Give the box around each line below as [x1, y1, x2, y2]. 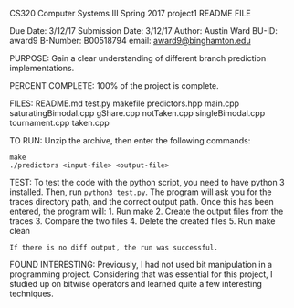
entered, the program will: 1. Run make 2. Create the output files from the [9, 206, 284, 217]
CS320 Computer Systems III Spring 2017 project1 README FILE [9, 8, 251, 18]
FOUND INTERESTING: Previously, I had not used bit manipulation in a [9, 260, 272, 270]
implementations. [9, 63, 75, 73]
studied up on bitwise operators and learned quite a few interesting [9, 279, 263, 289]
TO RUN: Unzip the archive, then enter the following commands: [9, 135, 251, 145]
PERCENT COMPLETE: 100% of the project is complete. [9, 80, 219, 90]
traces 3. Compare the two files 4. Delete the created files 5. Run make [9, 216, 276, 227]
